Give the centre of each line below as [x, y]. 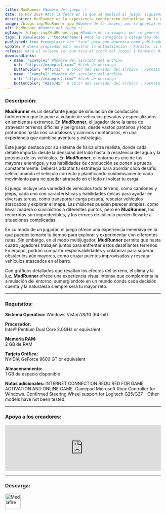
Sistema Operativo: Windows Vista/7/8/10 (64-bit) [57, 315]
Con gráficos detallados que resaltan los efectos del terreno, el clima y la [80, 271]
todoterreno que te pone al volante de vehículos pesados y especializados [81, 116]
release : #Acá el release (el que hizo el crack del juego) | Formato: [80, 51]
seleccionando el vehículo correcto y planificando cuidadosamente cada [79, 173]
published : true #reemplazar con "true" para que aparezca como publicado [84, 42]
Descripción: [21, 100]
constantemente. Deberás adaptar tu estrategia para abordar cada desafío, [82, 168]
